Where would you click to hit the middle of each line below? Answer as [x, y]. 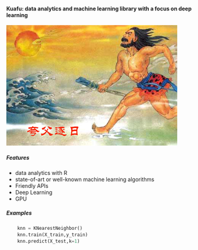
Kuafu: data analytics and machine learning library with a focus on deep [99, 9]
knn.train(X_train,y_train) [53, 235]
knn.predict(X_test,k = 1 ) [49, 241]
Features [18, 157]
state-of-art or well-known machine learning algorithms [85, 179]
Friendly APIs [32, 186]
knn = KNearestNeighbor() [50, 229]
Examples [19, 213]
